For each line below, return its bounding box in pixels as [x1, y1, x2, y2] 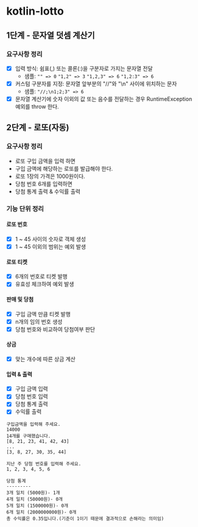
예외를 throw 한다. [15, 103, 59, 110]
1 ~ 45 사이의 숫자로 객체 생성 [15, 235, 87, 242]
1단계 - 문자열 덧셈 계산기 [6, 30, 95, 40]
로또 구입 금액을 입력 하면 [15, 157, 76, 164]
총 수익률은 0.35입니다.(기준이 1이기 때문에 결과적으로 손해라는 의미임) [6, 516, 164, 522]
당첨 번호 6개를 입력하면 [15, 180, 73, 187]
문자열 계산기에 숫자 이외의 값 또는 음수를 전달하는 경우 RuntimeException [15, 96, 193, 102]
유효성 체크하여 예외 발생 [15, 280, 74, 288]
